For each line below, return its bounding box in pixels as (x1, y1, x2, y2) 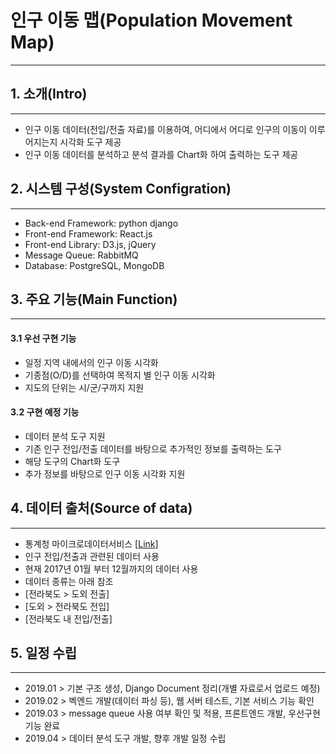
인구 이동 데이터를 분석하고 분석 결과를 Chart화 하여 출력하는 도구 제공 (24, 148, 299, 160)
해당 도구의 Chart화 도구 (24, 455, 121, 467)
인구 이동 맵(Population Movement (10, 9, 293, 32)
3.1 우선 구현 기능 (10, 332, 77, 344)
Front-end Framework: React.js (24, 227, 153, 240)
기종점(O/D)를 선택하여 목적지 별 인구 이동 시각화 (24, 369, 216, 381)
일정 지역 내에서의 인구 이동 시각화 (24, 356, 159, 368)
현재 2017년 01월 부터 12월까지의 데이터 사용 (24, 562, 199, 575)
